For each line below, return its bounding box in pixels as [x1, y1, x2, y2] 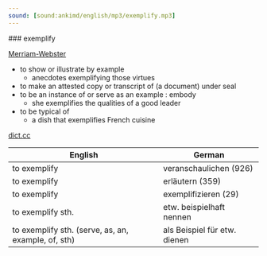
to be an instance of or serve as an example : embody [19, 89, 196, 99]
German [193, 149, 225, 160]
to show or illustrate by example [19, 64, 125, 74]
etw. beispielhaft [162, 201, 225, 212]
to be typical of [19, 107, 70, 116]
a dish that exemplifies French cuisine [31, 114, 156, 124]
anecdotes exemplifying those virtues [31, 72, 155, 82]
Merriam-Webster [8, 48, 67, 58]
